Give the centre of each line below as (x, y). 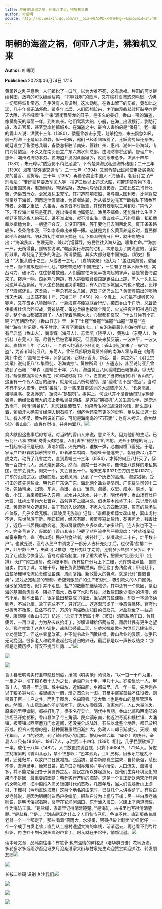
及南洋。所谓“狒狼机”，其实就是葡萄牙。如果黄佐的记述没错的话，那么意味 (79, 406)
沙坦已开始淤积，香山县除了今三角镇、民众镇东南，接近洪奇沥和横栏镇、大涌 (81, 717)
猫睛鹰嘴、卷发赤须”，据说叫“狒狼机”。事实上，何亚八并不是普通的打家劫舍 (80, 394)
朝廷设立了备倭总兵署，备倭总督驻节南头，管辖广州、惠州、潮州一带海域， (79, 145)
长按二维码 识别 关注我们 (29, 874)
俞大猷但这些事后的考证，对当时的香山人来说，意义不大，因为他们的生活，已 (81, 435)
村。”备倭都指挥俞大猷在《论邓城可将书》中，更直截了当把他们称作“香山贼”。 (81, 376)
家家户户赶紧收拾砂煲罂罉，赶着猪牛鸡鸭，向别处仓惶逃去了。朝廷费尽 (75, 453)
